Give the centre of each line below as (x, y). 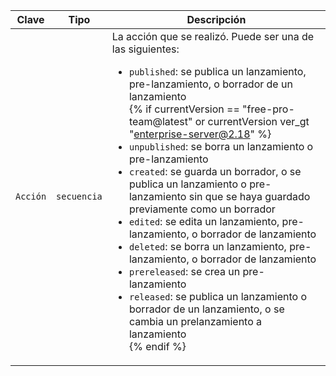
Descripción (216, 19)
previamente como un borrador (202, 209)
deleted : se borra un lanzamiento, (207, 246)
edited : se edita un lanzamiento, (204, 221)
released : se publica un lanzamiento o (218, 296)
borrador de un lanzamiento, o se (206, 309)
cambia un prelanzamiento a (195, 321)
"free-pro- (268, 109)
